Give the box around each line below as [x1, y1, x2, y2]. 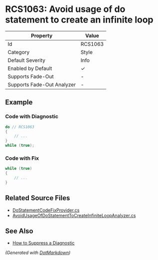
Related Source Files [5, 194, 70, 203]
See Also [5, 227, 33, 235]
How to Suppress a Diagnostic [12, 240, 75, 246]
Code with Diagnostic [5, 113, 59, 120]
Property [30, 32, 53, 39]
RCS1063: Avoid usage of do [5, 3, 126, 15]
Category [7, 48, 30, 55]
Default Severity [7, 56, 46, 63]
